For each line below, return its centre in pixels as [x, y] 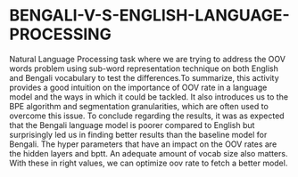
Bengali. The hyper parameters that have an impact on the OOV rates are [143, 144]
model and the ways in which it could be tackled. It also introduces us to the [149, 97]
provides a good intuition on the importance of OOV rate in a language [138, 87]
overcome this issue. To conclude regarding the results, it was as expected [147, 116]
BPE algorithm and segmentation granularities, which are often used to [139, 106]
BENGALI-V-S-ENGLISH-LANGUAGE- [149, 16]
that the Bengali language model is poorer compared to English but [132, 125]
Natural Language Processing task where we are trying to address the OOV [147, 59]
